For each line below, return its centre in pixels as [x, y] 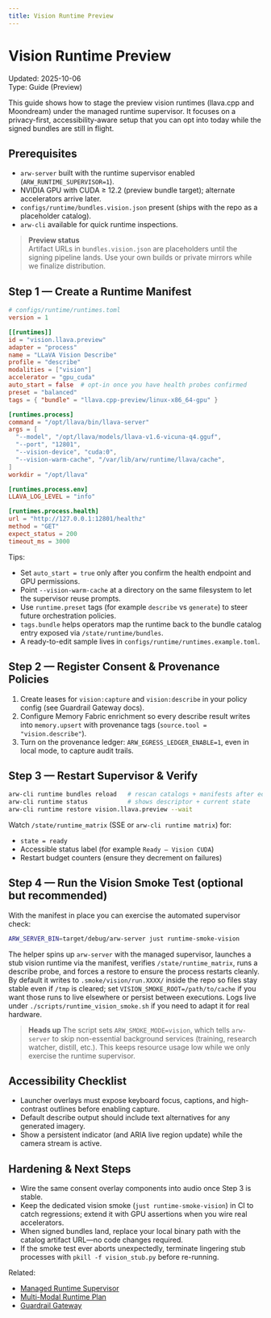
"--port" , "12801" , [48, 445]
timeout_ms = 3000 [39, 541]
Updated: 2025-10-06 [45, 78]
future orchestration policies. [68, 615]
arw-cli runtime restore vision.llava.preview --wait [101, 809]
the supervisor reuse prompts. [70, 598]
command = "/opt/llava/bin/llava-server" [79, 422]
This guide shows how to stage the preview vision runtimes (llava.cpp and [131, 103]
